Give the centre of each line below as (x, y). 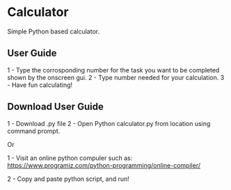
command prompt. (34, 131)
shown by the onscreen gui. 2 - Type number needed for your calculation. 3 (116, 77)
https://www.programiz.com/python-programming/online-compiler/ (104, 165)
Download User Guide (56, 107)
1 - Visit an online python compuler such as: (70, 158)
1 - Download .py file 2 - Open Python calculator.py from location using (109, 123)
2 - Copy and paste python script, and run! (69, 179)
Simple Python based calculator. (53, 31)
